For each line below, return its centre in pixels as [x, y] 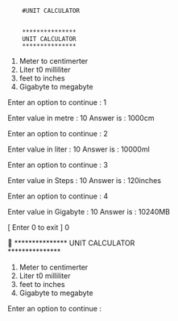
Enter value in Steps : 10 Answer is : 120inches [85, 180]
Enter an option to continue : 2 [58, 133]
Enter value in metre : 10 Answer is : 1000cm [81, 118]
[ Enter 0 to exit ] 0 [39, 227]
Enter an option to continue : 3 [58, 165]
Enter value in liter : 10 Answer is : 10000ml [79, 149]
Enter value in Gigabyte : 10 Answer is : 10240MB [89, 212]
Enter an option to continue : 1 [57, 102]
